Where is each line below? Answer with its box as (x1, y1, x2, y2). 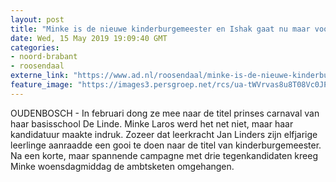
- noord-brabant (10, 52, 78, 62)
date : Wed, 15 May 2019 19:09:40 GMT (10, 33, 168, 43)
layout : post (10, 14, 65, 25)
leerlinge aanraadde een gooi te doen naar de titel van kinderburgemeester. (10, 139, 322, 151)
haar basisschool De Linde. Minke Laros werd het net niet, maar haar (10, 117, 294, 130)
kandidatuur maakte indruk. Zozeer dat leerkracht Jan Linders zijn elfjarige (10, 128, 318, 140)
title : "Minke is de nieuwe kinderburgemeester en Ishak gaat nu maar (10, 24, 311, 34)
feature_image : (10, 80, 74, 90)
